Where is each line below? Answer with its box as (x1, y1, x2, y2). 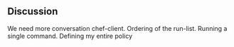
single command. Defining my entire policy (7, 32, 133, 40)
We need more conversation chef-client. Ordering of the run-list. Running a (7, 24, 228, 32)
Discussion (7, 6, 58, 18)
